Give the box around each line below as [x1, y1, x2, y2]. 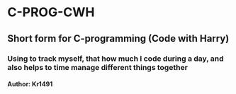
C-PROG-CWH [7, 4, 95, 20]
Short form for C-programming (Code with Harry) [7, 33, 230, 45]
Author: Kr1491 [7, 80, 53, 88]
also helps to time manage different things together [7, 62, 188, 72]
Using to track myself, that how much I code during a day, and [7, 54, 225, 64]
